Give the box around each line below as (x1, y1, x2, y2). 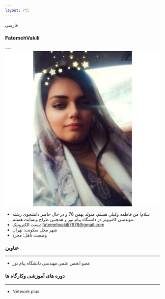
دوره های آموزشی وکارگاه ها (5, 272, 65, 279)
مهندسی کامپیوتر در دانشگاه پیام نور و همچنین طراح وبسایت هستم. (12, 216, 135, 222)
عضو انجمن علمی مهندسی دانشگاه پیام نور (12, 260, 91, 266)
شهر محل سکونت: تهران (12, 227, 57, 233)
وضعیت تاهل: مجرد (12, 232, 47, 238)
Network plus (12, 288, 40, 294)
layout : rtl (5, 8, 29, 13)
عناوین (5, 244, 19, 251)
